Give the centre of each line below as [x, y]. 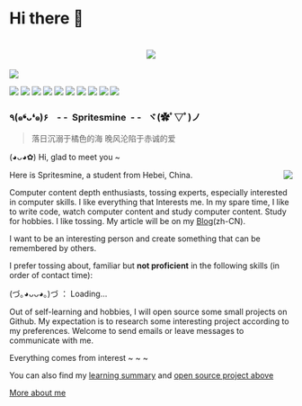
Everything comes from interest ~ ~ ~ [79, 358]
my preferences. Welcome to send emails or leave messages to [127, 331]
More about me [38, 393]
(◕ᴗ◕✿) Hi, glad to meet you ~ [65, 158]
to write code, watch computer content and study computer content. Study [148, 212]
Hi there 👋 [46, 18]
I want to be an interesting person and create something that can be [135, 239]
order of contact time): [51, 275]
